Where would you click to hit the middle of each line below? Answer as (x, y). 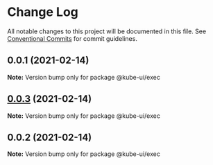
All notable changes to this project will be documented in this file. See (107, 31)
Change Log (43, 12)
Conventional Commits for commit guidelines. (72, 38)
